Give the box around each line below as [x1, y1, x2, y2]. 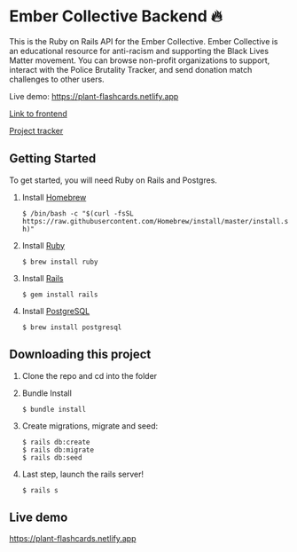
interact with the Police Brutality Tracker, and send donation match [9, 64, 253, 75]
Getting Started [9, 151, 97, 166]
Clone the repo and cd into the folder [21, 370, 158, 381]
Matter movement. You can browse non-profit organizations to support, [9, 55, 270, 66]
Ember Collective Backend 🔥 [9, 6, 223, 27]
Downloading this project [9, 347, 152, 362]
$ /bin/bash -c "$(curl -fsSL [21, 209, 135, 218]
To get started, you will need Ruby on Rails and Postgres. [9, 175, 217, 185]
